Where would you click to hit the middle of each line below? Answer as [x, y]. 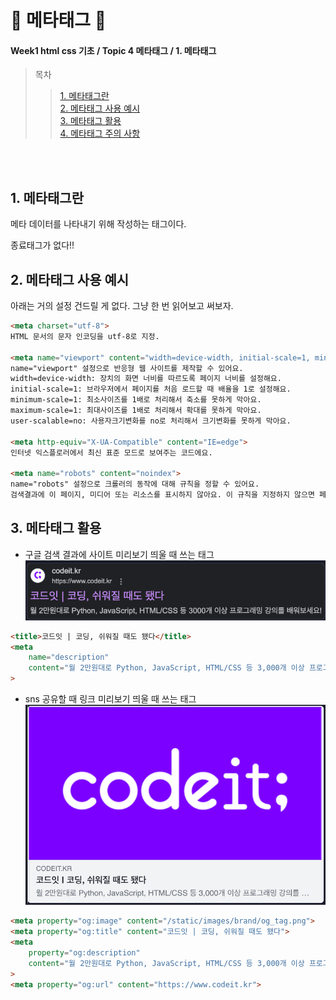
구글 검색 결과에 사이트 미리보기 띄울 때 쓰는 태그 [119, 554]
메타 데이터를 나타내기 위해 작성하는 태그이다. [98, 224]
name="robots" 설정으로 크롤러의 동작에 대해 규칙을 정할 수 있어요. [135, 484]
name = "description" [69, 657]
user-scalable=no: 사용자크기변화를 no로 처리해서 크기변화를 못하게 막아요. [151, 421]
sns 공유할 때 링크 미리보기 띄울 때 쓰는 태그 [110, 699]
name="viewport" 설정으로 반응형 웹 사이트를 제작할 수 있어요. [127, 368]
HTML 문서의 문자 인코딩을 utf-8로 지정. [85, 336]
